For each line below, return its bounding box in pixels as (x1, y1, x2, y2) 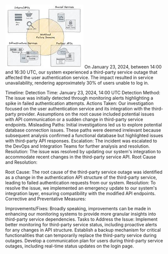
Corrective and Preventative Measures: (5, 196, 87, 202)
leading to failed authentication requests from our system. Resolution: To (5, 180, 156, 185)
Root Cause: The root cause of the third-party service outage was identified (5, 169, 162, 175)
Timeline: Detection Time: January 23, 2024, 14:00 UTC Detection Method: (5, 90, 160, 95)
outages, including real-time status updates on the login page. (5, 243, 134, 249)
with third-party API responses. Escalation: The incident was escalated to (5, 138, 157, 144)
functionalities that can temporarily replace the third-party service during (5, 232, 157, 238)
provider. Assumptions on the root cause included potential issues (17, 111, 154, 117)
